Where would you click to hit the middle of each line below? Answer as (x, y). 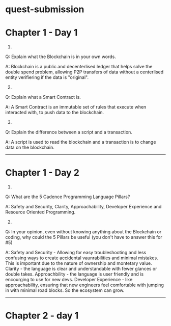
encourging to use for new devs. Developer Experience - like (69, 280)
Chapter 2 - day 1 (42, 316)
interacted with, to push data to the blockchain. (55, 113)
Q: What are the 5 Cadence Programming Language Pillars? (68, 197)
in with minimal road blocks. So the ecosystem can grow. (65, 290)
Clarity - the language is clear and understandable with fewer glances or (81, 269)
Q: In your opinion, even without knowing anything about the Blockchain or (83, 232)
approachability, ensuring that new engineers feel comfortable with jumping (85, 285)
